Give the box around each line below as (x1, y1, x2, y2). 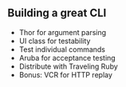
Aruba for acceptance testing (18, 53, 116, 62)
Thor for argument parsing (18, 27, 107, 37)
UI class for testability (18, 36, 91, 45)
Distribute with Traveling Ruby (18, 61, 119, 71)
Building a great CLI (7, 6, 107, 20)
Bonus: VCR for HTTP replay (18, 69, 113, 79)
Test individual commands (18, 44, 105, 54)
